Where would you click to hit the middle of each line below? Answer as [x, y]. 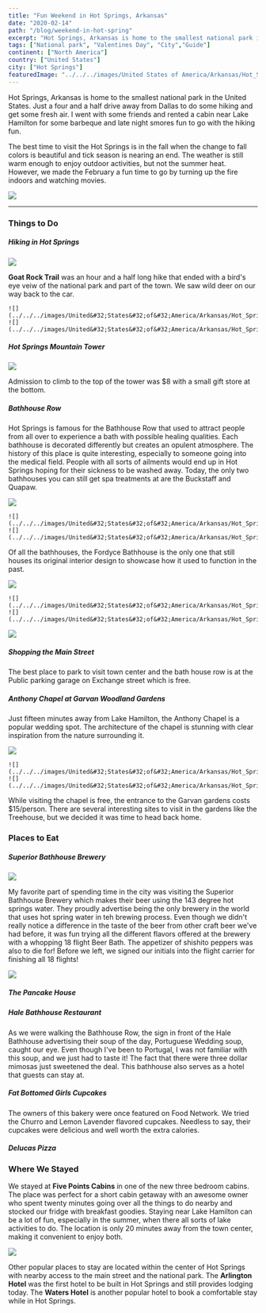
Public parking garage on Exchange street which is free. [100, 681]
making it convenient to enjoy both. [66, 1237]
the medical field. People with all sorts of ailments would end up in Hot [123, 462]
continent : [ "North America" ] [58, 52]
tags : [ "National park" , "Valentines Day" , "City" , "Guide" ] [110, 45]
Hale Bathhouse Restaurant [55, 1013]
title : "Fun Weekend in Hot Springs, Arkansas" [88, 15]
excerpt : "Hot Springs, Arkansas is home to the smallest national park [131, 38]
